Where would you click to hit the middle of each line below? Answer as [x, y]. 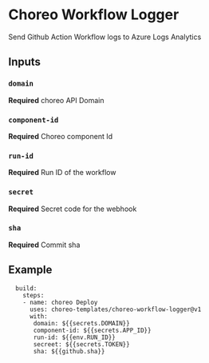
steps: [34, 295]
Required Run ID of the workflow [62, 173]
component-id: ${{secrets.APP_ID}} [92, 330]
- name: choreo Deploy [60, 302]
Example [30, 270]
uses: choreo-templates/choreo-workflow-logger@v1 [115, 309]
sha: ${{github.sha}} [69, 351]
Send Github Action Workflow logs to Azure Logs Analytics [105, 37]
